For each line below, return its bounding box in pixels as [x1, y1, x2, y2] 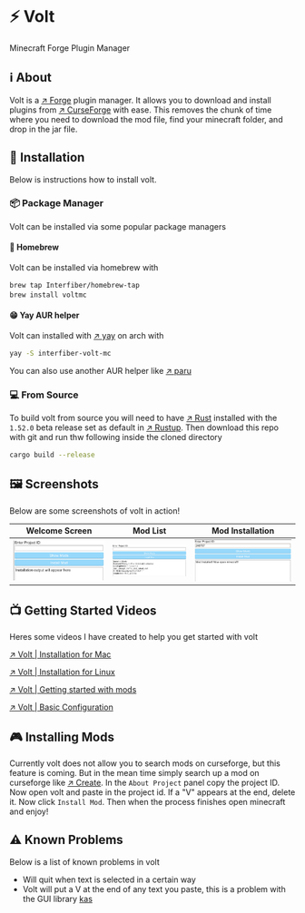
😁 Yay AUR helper [9, 309, 80, 321]
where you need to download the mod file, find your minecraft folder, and [9, 113, 283, 124]
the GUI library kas [22, 893, 93, 904]
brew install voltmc [9, 290, 88, 299]
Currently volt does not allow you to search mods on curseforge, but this [9, 758, 281, 769]
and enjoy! [9, 806, 49, 817]
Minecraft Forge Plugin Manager [9, 42, 131, 54]
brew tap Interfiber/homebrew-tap [9, 281, 141, 290]
